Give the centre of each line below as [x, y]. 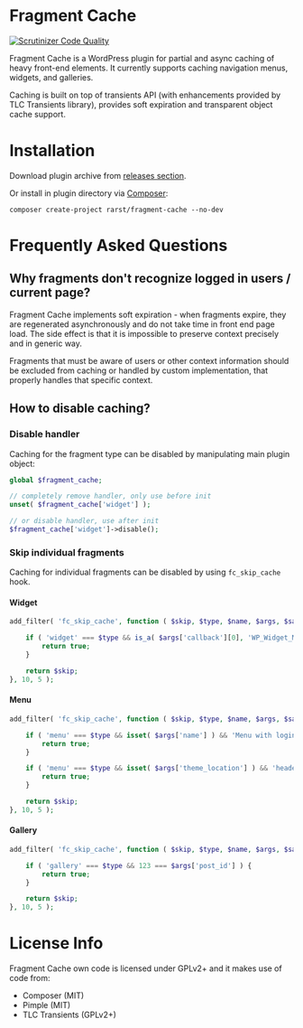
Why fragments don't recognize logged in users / [150, 279]
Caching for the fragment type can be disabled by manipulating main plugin [150, 453]
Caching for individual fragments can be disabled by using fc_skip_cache [145, 572]
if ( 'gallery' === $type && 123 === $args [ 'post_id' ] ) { [139, 865]
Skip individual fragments [67, 552]
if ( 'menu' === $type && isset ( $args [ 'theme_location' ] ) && [147, 769]
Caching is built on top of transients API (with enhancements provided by [145, 95]
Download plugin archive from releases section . [98, 175]
